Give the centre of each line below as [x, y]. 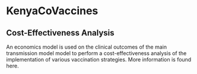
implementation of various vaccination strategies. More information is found [99, 59]
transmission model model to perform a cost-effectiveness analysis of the [96, 53]
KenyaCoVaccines [52, 11]
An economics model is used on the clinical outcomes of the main [87, 47]
